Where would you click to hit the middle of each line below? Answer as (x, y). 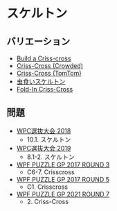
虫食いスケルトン (41, 81)
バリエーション (38, 41)
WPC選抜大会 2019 (44, 148)
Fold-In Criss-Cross (45, 89)
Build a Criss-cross (44, 58)
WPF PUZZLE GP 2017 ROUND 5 (63, 179)
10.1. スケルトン (49, 140)
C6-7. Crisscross (51, 172)
